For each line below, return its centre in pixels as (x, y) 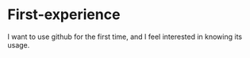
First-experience (64, 15)
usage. (19, 44)
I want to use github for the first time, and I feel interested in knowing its (125, 37)
